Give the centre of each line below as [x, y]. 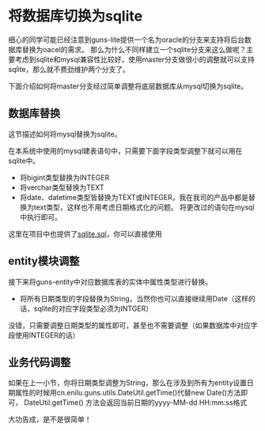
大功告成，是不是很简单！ [50, 419]
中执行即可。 [40, 217]
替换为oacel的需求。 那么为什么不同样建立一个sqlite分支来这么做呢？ [134, 49]
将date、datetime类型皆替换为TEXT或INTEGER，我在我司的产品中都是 [134, 197]
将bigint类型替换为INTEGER [64, 177]
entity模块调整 [44, 261]
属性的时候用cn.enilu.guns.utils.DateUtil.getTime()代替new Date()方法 [128, 393]
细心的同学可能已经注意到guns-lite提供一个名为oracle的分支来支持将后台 [127, 40]
